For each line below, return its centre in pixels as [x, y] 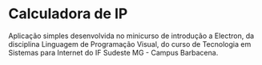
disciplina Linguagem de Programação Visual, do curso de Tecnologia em [130, 44]
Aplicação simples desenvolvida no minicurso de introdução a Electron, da [131, 36]
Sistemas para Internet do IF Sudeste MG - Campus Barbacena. [113, 52]
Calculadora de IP [68, 14]
